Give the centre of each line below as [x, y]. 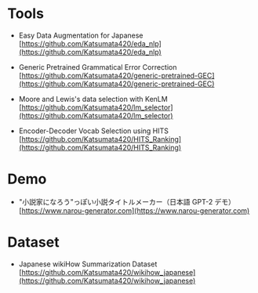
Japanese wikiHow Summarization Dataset [88, 264]
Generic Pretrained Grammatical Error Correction [98, 67]
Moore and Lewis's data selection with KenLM [93, 99]
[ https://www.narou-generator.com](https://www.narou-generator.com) [134, 210]
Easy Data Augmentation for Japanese [81, 35]
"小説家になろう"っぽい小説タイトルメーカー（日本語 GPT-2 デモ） [127, 201]
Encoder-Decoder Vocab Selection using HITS [94, 131]
